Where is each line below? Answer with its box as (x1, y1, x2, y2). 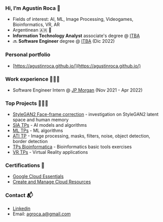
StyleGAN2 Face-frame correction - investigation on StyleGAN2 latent (12, 112, 159, 118)
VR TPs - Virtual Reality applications (12, 149, 88, 155)
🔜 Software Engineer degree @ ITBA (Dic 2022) (12, 38, 115, 44)
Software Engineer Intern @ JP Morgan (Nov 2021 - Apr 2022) (12, 87, 143, 93)
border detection (12, 138, 48, 145)
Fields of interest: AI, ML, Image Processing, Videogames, (12, 16, 134, 22)
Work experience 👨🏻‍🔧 (5, 75, 60, 82)
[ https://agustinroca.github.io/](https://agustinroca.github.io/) (12, 63, 141, 69)
